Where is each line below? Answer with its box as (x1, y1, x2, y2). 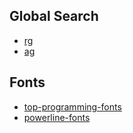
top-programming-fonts (23, 100, 122, 113)
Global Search (9, 8, 99, 25)
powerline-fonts (23, 111, 91, 123)
